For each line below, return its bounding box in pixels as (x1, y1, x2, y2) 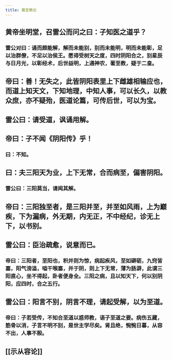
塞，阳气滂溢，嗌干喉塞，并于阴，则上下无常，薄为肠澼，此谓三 (5, 265, 163, 272)
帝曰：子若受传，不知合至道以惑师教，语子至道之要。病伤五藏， (5, 314, 163, 322)
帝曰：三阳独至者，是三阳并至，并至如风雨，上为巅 (5, 202, 167, 211)
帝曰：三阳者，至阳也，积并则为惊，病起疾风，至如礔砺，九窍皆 (5, 257, 163, 264)
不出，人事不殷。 (5, 330, 48, 337)
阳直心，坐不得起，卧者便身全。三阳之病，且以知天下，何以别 (5, 272, 158, 280)
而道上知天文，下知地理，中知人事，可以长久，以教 (5, 87, 167, 95)
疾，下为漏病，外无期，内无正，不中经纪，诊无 (5, 212, 154, 221)
